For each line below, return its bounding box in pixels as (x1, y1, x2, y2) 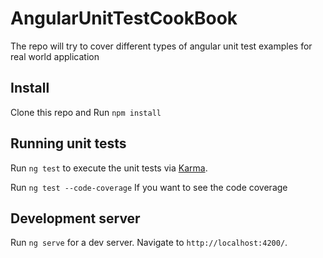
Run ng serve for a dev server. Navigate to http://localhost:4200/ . (10, 237, 288, 249)
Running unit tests (10, 135, 127, 152)
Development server (10, 210, 141, 227)
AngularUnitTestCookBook (10, 7, 238, 30)
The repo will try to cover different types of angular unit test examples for (10, 40, 313, 52)
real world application (10, 50, 100, 62)
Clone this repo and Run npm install (10, 106, 162, 118)
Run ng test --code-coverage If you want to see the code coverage (10, 181, 288, 193)
